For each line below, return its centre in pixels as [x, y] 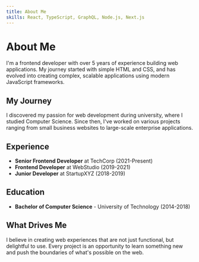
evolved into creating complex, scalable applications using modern [88, 76]
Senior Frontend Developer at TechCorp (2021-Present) [84, 161]
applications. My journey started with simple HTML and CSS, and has [91, 70]
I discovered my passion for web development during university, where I [94, 115]
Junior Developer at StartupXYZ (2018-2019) [70, 174]
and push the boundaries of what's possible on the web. [75, 252]
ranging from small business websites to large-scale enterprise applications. [100, 128]
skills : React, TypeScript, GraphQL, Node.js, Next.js [75, 17]
